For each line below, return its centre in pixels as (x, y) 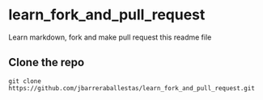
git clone (25, 81)
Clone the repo (47, 62)
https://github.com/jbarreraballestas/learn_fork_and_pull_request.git (131, 88)
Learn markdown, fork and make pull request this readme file (110, 37)
